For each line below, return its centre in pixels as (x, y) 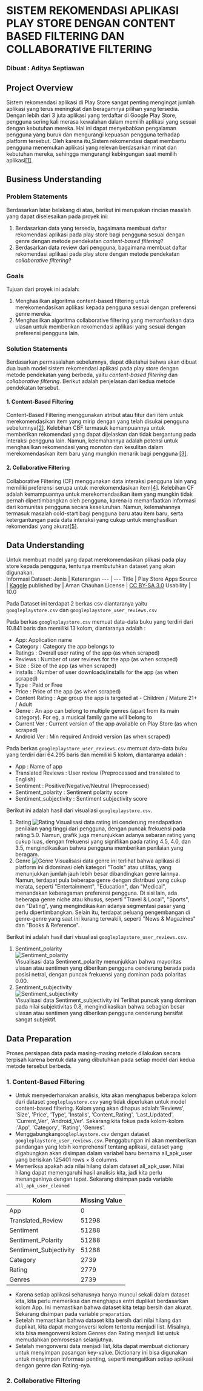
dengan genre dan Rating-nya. (53, 1365)
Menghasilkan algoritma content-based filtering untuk (82, 301)
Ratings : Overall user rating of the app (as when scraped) (87, 653)
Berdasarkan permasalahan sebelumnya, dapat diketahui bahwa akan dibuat (101, 362)
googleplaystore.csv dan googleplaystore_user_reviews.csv (82, 610)
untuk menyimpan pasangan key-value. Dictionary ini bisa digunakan (101, 1352)
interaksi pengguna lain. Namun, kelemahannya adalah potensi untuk (92, 441)
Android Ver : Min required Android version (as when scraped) (93, 736)
